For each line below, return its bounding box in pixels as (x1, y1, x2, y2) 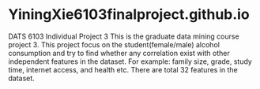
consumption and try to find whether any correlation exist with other (8, 48, 231, 57)
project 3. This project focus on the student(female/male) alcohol (8, 39, 220, 49)
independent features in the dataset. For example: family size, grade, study (8, 57, 253, 66)
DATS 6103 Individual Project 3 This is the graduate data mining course (8, 32, 239, 41)
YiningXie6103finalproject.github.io (8, 6, 251, 24)
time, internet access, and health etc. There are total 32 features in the (8, 65, 239, 74)
